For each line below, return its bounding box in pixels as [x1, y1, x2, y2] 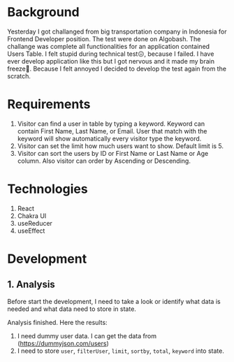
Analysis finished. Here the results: [7, 318, 108, 326]
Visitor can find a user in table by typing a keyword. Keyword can [17, 120, 205, 128]
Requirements [7, 96, 91, 113]
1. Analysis [7, 279, 56, 291]
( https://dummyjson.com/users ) [17, 339, 110, 347]
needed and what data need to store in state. [7, 305, 136, 313]
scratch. [7, 71, 31, 80]
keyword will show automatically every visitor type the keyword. [17, 134, 202, 143]
